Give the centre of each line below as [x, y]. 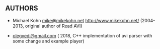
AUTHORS [22, 8]
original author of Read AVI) [54, 26]
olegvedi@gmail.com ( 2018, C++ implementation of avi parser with [82, 35]
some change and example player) [48, 41]
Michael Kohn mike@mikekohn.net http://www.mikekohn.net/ [76, 20]
